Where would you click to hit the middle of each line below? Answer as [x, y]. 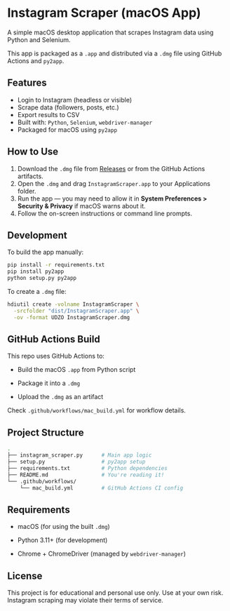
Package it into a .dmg [49, 383]
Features [27, 83]
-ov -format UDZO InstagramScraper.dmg [72, 317]
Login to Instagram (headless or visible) [75, 100]
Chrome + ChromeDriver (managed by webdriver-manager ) [102, 554]
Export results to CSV [48, 114]
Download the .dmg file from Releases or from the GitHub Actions [111, 168]
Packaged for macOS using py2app [67, 129]
